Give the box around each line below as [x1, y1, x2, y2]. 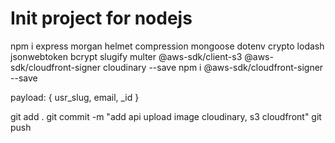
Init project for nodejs [10, 7, 193, 30]
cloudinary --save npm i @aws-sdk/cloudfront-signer [102, 61, 324, 73]
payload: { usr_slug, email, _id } [10, 91, 140, 103]
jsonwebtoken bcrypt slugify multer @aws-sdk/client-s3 [10, 50, 243, 62]
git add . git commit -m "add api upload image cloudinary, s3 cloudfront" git [10, 110, 322, 122]
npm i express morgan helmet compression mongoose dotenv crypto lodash [10, 40, 325, 52]
